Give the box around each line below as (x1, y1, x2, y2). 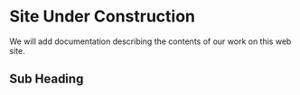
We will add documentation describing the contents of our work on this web (9, 36, 292, 47)
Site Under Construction (9, 6, 196, 27)
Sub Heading (9, 72, 84, 87)
